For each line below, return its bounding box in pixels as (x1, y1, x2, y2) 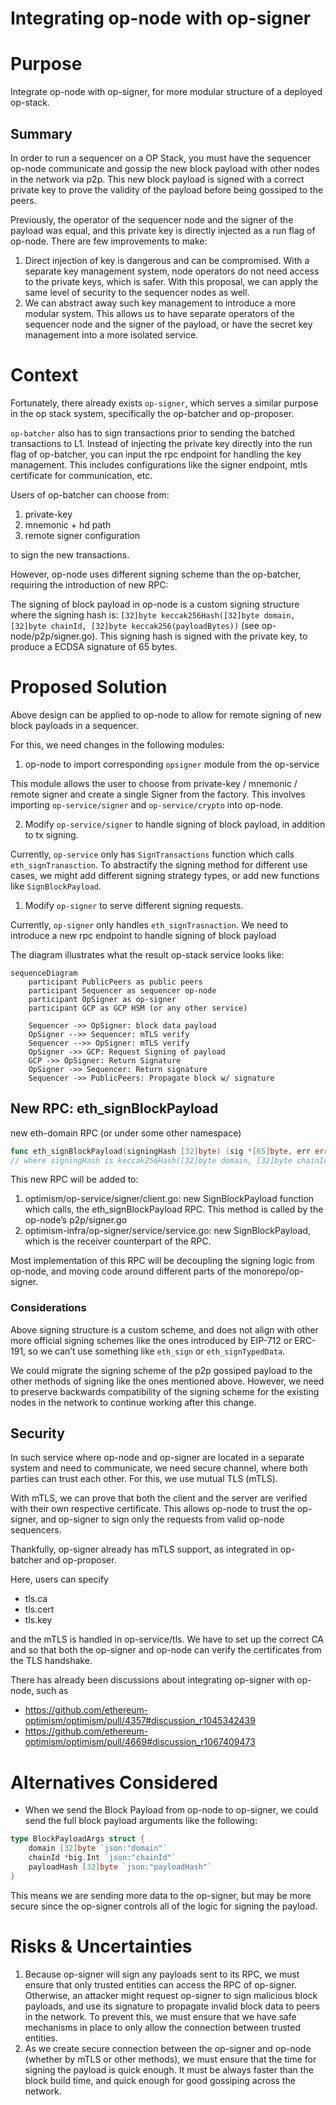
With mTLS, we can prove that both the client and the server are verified (10, 1492, 308, 1504)
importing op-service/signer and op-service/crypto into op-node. (10, 798, 284, 811)
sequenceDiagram (10, 968, 78, 978)
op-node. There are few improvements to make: (10, 235, 208, 247)
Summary (10, 125, 73, 142)
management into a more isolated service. (24, 328, 199, 341)
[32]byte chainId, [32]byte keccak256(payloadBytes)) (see (10, 619, 260, 631)
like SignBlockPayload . (10, 880, 102, 892)
